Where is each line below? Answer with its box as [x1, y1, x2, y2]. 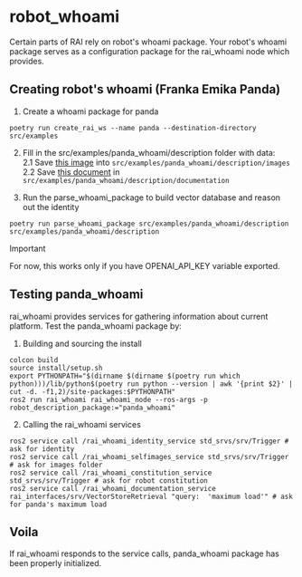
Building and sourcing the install [22, 338, 143, 349]
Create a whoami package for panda [22, 106, 159, 117]
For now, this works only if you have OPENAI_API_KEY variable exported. [9, 260, 280, 271]
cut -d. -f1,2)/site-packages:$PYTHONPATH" [9, 387, 176, 396]
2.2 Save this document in [22, 166, 120, 178]
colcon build [9, 355, 59, 364]
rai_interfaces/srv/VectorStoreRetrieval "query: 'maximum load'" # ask [9, 492, 294, 501]
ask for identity [9, 444, 75, 454]
